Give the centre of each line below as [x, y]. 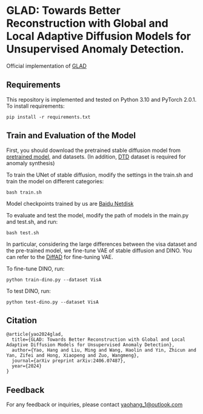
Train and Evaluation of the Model [71, 136]
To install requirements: [35, 106]
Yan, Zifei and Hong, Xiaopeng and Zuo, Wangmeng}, [73, 356]
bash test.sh [23, 233]
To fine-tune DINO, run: [35, 268]
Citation [22, 320]
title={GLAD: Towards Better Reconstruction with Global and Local [99, 340]
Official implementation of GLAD [46, 66]
